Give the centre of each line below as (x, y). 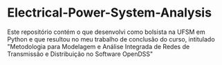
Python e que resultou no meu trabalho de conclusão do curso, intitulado (111, 39)
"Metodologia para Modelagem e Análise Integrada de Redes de (99, 46)
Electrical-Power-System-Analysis (110, 13)
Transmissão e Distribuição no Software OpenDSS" (80, 54)
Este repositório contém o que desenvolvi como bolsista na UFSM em (106, 32)
